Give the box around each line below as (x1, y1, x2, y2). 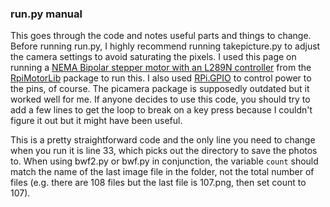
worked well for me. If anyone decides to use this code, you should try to (10, 93, 311, 106)
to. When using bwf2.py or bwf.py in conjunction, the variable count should (10, 155, 319, 167)
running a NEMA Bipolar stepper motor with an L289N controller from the (10, 62, 312, 74)
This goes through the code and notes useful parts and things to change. (10, 30, 312, 42)
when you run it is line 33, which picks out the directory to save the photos (10, 145, 318, 157)
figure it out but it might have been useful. (10, 115, 183, 127)
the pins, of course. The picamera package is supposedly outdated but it (10, 83, 310, 95)
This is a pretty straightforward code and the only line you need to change (10, 134, 316, 146)
